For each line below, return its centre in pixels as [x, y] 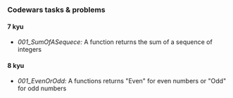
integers [30, 50]
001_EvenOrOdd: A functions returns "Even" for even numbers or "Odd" [122, 81]
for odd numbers [42, 88]
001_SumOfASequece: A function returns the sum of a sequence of [115, 42]
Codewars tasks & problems [56, 10]
